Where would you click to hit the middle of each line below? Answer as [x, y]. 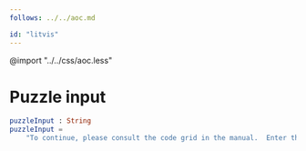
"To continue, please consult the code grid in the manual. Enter [156, 138]
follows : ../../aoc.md [52, 18]
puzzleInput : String [51, 121]
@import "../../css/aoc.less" [61, 60]
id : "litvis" [34, 34]
